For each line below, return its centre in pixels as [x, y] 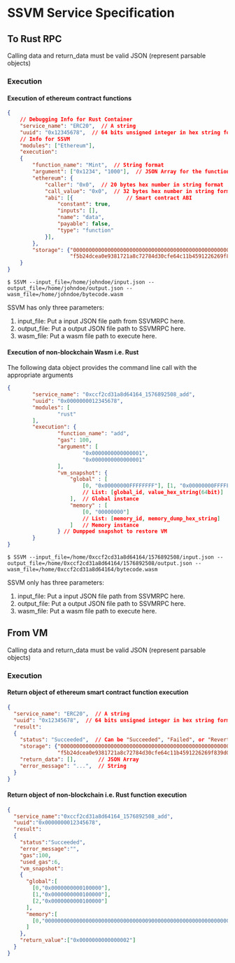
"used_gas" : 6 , [40, 862]
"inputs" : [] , [78, 211]
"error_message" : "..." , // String [73, 766]
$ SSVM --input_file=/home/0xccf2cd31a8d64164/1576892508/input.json [111, 557]
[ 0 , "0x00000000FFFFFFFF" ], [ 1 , [129, 486]
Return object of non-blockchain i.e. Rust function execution [97, 795]
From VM [28, 633]
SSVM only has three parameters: [56, 583]
